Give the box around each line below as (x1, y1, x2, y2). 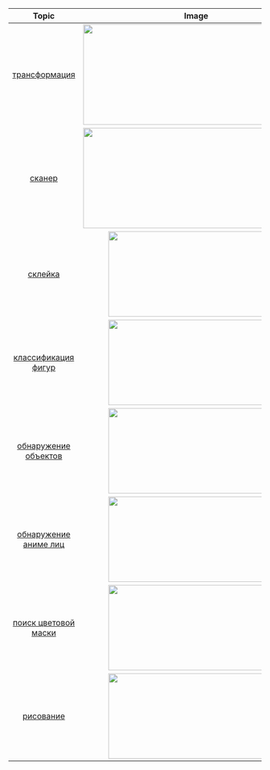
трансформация (12, 69, 76, 80)
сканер (29, 173, 59, 183)
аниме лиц (22, 539, 65, 550)
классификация (13, 352, 75, 362)
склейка (27, 268, 60, 280)
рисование (22, 711, 66, 722)
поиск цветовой (12, 617, 76, 628)
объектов (25, 450, 63, 461)
